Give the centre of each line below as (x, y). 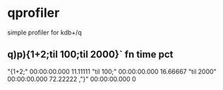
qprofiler (34, 13)
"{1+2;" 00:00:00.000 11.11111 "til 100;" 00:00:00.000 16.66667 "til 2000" (112, 71)
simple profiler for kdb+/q (45, 32)
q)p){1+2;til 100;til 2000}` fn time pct (90, 54)
